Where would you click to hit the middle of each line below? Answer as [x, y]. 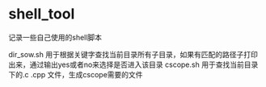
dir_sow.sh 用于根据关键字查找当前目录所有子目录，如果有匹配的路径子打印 [133, 54]
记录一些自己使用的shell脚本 [55, 37]
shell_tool [42, 14]
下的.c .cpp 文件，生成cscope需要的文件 [76, 74]
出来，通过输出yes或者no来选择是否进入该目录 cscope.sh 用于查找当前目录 [133, 64]
